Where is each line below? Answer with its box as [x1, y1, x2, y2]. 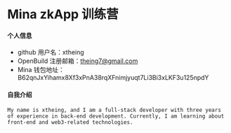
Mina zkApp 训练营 [7, 6, 119, 22]
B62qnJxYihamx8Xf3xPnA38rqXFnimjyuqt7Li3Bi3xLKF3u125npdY [17, 73, 209, 82]
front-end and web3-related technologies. [7, 118, 133, 126]
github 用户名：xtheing [17, 48, 84, 57]
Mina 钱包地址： [17, 66, 65, 74]
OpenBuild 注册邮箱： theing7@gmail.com [17, 57, 138, 65]
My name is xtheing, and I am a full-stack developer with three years [7, 106, 221, 113]
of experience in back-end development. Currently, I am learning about [7, 113, 225, 120]
